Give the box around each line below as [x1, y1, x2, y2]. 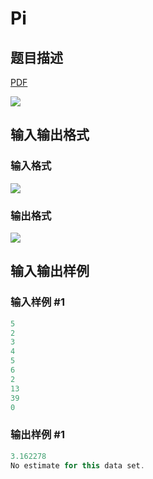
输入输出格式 [10, 127, 90, 144]
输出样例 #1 [10, 428, 65, 442]
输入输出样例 [10, 263, 90, 280]
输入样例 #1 [10, 295, 65, 309]
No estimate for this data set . [10, 460, 145, 471]
